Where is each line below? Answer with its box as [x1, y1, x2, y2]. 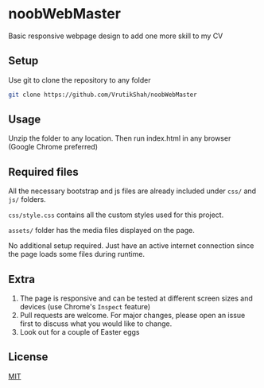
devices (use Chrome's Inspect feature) [19, 302, 151, 312]
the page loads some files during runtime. [8, 250, 146, 259]
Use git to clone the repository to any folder [8, 75, 151, 84]
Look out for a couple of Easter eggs [19, 328, 140, 337]
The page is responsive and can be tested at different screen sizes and [19, 293, 253, 303]
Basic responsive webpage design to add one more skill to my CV [8, 31, 223, 41]
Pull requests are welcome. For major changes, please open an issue [19, 311, 246, 320]
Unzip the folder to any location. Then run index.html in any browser [8, 134, 231, 143]
